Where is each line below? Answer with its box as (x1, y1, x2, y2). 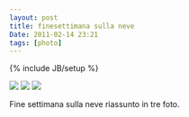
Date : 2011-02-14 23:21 (9, 30, 99, 39)
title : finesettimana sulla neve (9, 22, 135, 31)
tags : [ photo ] (9, 38, 63, 48)
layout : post (9, 13, 58, 22)
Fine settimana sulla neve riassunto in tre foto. (9, 99, 180, 110)
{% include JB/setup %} (9, 63, 99, 74)
